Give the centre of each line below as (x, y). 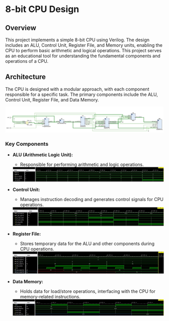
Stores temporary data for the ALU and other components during (87, 243)
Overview (21, 28)
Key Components (27, 144)
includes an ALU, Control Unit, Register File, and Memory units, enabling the (84, 45)
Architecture (26, 77)
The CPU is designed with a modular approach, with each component (77, 89)
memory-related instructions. (50, 296)
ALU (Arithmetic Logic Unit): (43, 155)
